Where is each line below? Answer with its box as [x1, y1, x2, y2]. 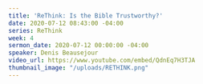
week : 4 [8, 34, 35, 42]
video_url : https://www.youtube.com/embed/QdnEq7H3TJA [8, 57, 196, 65]
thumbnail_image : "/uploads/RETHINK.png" [8, 64, 149, 72]
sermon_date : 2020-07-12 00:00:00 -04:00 [8, 42, 149, 50]
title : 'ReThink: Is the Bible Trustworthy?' [8, 11, 163, 20]
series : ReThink [8, 26, 63, 34]
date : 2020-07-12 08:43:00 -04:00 [8, 19, 124, 27]
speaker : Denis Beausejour [8, 49, 99, 57]
